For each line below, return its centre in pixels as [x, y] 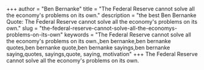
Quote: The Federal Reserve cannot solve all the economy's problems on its [102, 22]
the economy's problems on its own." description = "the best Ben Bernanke [101, 15]
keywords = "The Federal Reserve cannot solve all [127, 35]
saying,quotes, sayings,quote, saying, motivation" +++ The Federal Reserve [102, 54]
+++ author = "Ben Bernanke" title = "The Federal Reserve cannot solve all [100, 9]
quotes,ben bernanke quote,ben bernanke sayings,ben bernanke [88, 47]
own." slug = [22, 28]
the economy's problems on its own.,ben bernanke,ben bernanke [89, 41]
